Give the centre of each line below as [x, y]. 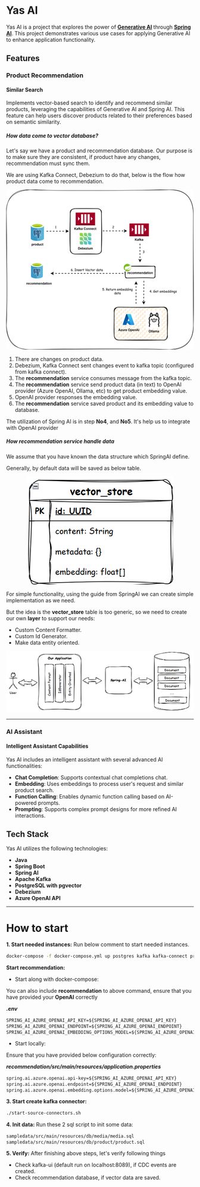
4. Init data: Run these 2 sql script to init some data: [70, 1125]
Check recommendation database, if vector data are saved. [87, 1177]
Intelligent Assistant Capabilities [47, 746]
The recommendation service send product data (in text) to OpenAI [98, 384]
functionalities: [24, 766]
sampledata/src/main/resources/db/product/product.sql [76, 1142]
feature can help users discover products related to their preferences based [99, 116]
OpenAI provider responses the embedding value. [76, 397]
